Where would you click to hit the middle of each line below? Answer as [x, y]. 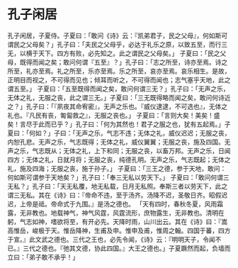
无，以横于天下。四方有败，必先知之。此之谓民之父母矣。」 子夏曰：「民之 [114, 53]
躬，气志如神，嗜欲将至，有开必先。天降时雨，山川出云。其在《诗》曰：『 [114, 221]
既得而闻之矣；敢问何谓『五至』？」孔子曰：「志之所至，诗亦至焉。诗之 [124, 62]
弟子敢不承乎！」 [54, 257]
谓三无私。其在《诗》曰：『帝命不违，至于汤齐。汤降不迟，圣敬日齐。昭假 [114, 195]
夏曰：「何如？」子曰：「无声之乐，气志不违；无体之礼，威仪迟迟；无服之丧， [119, 133]
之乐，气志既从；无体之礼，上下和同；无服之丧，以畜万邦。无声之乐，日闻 [122, 150]
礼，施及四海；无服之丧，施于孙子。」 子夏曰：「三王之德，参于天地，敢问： [117, 168]
